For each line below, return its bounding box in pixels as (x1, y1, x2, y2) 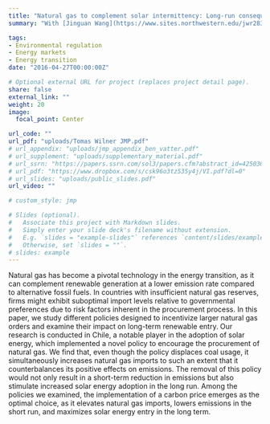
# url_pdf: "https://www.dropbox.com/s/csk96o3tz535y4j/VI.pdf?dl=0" (8, 167, 247, 175)
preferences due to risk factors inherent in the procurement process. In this (8, 304, 258, 314)
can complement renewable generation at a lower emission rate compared (8, 279, 255, 289)
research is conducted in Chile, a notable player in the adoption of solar (8, 330, 245, 340)
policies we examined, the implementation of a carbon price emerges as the (8, 390, 260, 400)
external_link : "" (8, 93, 70, 101)
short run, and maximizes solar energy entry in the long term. (8, 407, 211, 417)
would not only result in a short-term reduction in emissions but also (8, 373, 235, 382)
